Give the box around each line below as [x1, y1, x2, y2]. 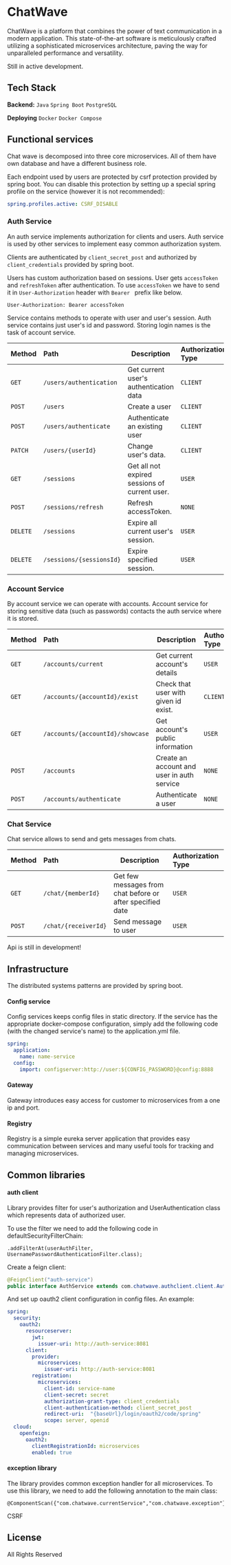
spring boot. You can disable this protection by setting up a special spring [7, 180, 216, 188]
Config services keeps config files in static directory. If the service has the [7, 1013, 218, 1021]
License [7, 1532, 42, 1544]
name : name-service [19, 1053, 76, 1060]
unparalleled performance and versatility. [7, 49, 124, 57]
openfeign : [19, 1430, 51, 1437]
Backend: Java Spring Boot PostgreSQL [7, 100, 117, 109]
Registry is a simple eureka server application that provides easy [7, 1134, 190, 1143]
